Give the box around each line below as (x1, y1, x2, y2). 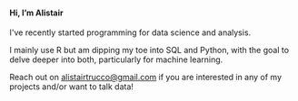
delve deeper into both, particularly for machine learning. (9, 54, 223, 65)
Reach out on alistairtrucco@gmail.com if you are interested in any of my (9, 72, 283, 83)
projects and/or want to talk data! (9, 81, 134, 92)
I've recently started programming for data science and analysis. (9, 27, 252, 38)
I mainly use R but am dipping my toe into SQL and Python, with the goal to (9, 45, 289, 56)
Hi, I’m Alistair (9, 7, 64, 18)
